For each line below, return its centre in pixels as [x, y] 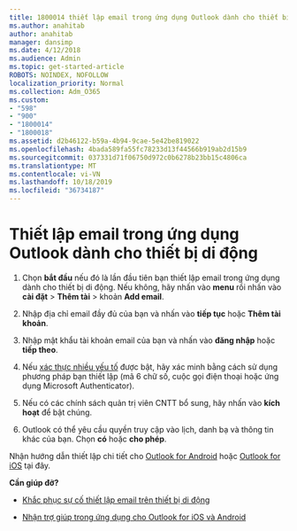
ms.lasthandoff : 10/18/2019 [61, 183]
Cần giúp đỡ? [34, 482]
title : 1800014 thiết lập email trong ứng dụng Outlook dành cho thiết [144, 17]
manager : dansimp [41, 42]
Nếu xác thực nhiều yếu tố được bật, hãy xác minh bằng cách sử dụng [150, 367]
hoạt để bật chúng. [57, 412]
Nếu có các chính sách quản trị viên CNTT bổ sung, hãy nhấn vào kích [151, 402]
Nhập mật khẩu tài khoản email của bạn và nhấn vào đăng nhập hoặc [148, 340]
